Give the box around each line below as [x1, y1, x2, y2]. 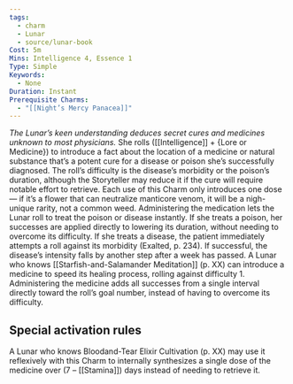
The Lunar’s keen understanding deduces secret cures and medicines [9, 127, 266, 138]
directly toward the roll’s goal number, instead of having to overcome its [9, 288, 271, 298]
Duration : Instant [9, 87, 77, 96]
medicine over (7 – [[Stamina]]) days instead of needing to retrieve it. [9, 365, 261, 376]
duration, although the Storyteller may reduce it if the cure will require [9, 174, 264, 186]
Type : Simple [9, 63, 58, 72]
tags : [9, 12, 29, 22]
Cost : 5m [9, 46, 42, 55]
